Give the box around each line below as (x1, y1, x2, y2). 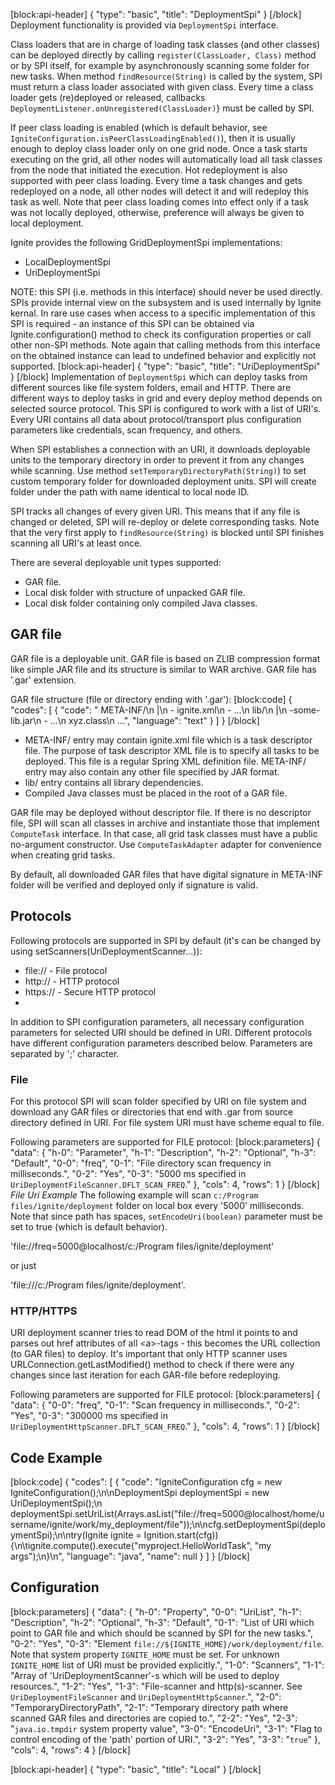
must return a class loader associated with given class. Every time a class (10, 81, 314, 93)
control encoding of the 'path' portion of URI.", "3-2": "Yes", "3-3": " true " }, (10, 1733, 322, 1745)
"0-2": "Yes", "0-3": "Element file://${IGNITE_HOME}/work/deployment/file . (10, 1637, 325, 1649)
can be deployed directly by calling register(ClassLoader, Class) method (10, 49, 317, 61)
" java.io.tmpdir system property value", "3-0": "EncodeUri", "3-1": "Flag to (10, 1722, 323, 1734)
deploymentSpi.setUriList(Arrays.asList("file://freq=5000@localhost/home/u (10, 1508, 325, 1520)
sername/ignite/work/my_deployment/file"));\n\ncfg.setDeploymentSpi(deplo (10, 1519, 326, 1531)
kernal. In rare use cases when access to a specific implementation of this (10, 307, 316, 319)
